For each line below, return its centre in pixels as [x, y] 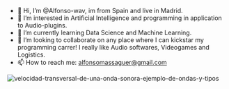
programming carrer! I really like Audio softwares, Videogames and [113, 47]
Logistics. [31, 55]
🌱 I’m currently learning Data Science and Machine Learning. [104, 32]
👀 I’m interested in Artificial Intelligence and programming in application [120, 18]
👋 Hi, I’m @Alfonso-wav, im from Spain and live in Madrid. [100, 11]
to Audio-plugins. [42, 25]
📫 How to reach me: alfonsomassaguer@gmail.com [92, 62]
